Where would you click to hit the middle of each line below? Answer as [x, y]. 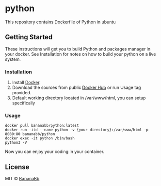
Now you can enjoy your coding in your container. [55, 152]
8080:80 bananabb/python [30, 134]
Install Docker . [26, 83]
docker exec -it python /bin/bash [40, 138]
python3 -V [16, 143]
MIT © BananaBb [22, 179]
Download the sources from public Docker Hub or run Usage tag [76, 87]
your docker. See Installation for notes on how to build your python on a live [80, 54]
